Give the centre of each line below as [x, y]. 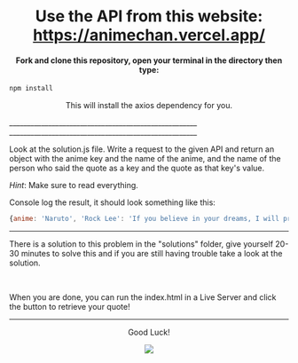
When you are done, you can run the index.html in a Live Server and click [143, 297]
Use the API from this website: [149, 16]
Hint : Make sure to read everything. [74, 185]
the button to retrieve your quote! [70, 307]
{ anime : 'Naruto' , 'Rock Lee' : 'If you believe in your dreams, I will [144, 219]
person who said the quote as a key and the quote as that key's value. [137, 168]
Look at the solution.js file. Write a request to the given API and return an [142, 149]
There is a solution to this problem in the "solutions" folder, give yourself [141, 244]
